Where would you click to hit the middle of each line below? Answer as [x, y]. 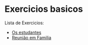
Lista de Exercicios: [24, 23]
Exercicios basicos [44, 9]
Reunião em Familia [31, 38]
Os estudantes [26, 32]
